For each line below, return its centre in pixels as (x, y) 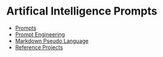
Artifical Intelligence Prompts (82, 11)
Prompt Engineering (40, 34)
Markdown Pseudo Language (52, 41)
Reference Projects (39, 47)
